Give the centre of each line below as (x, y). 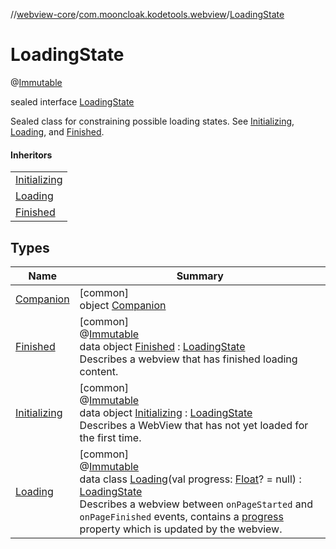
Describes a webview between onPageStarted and (196, 504)
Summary (200, 276)
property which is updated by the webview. (181, 529)
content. (99, 371)
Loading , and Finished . (57, 131)
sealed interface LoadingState (72, 101)
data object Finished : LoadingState (162, 346)
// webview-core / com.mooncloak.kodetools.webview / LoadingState (147, 14)
